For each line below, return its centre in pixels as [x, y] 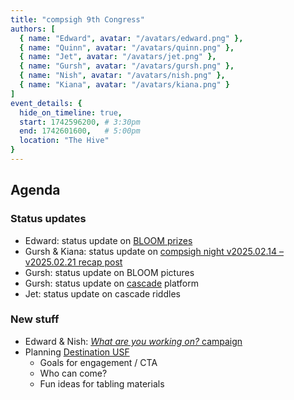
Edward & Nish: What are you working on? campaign [133, 341]
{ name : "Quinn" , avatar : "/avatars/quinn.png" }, [127, 47]
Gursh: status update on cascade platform [111, 283]
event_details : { [46, 103]
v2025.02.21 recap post [73, 262]
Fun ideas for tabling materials [102, 383]
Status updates [48, 219]
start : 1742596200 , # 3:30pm [80, 122]
